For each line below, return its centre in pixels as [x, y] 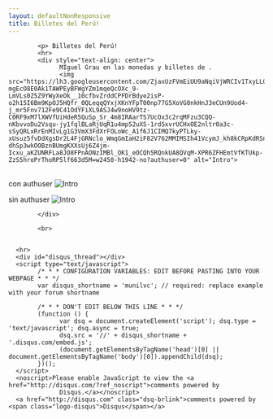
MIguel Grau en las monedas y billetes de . [136, 67]
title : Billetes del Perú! [54, 24]
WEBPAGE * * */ [34, 278]
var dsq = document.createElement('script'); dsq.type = [158, 321]
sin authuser [29, 199]
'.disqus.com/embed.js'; [50, 343]
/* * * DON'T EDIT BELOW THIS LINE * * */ [110, 307]
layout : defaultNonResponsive [60, 16]
